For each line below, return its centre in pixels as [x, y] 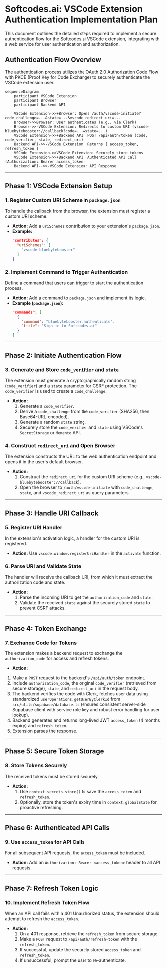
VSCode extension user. [30, 82]
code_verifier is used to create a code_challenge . [56, 391]
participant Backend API [40, 105]
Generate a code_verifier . [47, 406]
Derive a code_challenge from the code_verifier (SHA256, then [84, 412]
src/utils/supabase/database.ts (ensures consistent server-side [79, 704]
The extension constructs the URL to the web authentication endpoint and [81, 457]
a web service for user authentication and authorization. [63, 44]
